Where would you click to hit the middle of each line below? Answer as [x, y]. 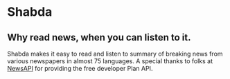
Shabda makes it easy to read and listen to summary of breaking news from [115, 54]
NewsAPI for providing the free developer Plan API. [80, 68]
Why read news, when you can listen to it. [99, 37]
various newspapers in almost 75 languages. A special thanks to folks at [110, 61]
